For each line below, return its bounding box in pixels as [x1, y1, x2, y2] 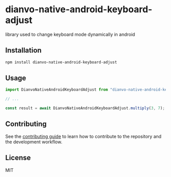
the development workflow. [5, 139, 63, 145]
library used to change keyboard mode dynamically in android [5, 31, 135, 37]
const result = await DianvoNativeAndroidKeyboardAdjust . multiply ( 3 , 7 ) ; [5, 106, 165, 111]
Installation [5, 46, 42, 55]
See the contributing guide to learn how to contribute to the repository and [5, 133, 162, 139]
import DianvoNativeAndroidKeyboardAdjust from [5, 87, 108, 92]
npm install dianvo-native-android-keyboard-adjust [5, 60, 117, 65]
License [5, 154, 31, 162]
